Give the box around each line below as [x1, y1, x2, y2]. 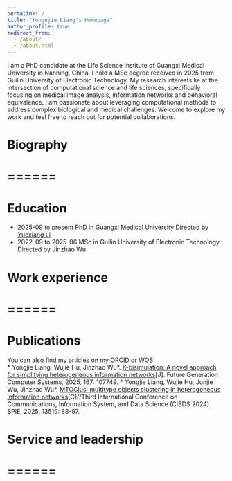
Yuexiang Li [17, 230, 51, 239]
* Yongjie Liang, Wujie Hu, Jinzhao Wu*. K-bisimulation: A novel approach [7, 363, 217, 371]
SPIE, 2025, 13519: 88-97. [7, 407, 80, 415]
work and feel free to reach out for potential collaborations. [7, 113, 176, 121]
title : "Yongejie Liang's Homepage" [7, 17, 113, 24]
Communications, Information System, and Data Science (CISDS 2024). [7, 399, 211, 408]
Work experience [7, 269, 109, 285]
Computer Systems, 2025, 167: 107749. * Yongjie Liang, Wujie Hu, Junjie [7, 378, 213, 386]
